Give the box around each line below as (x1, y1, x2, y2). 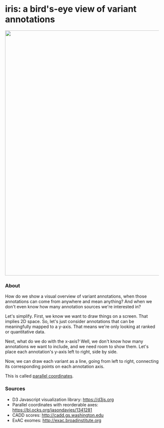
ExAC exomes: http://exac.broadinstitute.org (12, 417, 102, 423)
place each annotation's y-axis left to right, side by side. (5, 349, 118, 355)
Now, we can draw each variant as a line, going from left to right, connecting (5, 358, 159, 364)
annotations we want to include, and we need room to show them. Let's (5, 344, 149, 350)
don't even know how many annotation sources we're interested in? (5, 304, 141, 310)
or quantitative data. (5, 329, 45, 335)
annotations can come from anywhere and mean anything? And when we (5, 299, 152, 304)
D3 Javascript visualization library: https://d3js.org (12, 396, 114, 403)
